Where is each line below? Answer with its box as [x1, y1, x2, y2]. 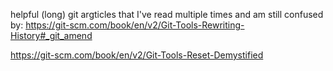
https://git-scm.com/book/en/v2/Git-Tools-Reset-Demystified [10, 49, 264, 61]
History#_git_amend [10, 30, 93, 41]
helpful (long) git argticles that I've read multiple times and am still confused [10, 9, 324, 20]
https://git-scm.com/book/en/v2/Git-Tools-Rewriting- [25, 19, 245, 31]
